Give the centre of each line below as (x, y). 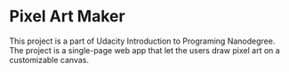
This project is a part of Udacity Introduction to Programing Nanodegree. (142, 41)
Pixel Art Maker (68, 16)
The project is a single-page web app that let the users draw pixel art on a (144, 50)
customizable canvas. (49, 60)
